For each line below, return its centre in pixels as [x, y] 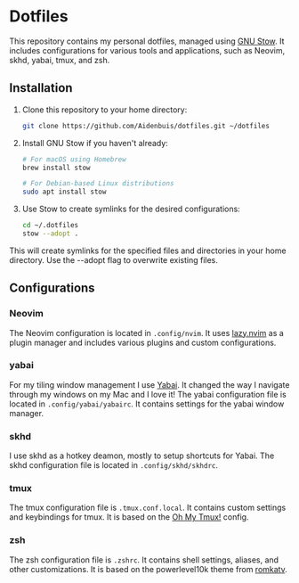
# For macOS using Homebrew [74, 159]
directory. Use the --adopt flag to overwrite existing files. [113, 259]
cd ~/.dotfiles [50, 226]
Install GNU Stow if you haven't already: [95, 143]
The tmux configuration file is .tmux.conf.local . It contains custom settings [148, 508]
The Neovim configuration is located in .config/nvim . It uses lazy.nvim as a [147, 333]
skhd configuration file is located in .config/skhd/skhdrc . [114, 465]
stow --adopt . [50, 234]
